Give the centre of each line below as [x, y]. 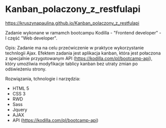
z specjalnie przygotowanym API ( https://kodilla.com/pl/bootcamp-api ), [79, 58]
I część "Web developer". [31, 38]
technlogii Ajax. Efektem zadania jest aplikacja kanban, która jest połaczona [83, 53]
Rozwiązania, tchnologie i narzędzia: [43, 78]
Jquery [20, 109]
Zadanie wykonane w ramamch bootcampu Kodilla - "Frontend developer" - [83, 32]
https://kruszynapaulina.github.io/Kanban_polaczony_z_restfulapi [72, 23]
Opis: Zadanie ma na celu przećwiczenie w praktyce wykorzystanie [74, 47]
